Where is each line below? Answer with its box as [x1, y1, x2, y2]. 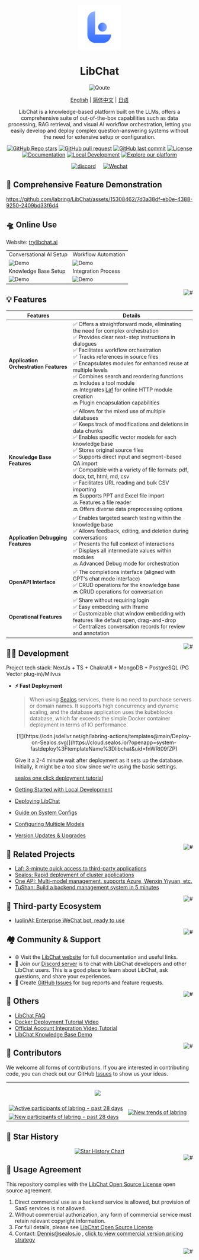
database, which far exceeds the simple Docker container [29, 715, 171, 722]
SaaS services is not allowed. [14, 1204, 86, 1211]
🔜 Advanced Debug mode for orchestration [73, 560, 179, 567]
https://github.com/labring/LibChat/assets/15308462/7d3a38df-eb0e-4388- [6, 195, 193, 203]
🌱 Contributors [6, 1048, 62, 1058]
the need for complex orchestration [73, 327, 159, 334]
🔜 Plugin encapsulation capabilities [73, 399, 160, 406]
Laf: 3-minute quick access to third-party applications [14, 865, 147, 872]
